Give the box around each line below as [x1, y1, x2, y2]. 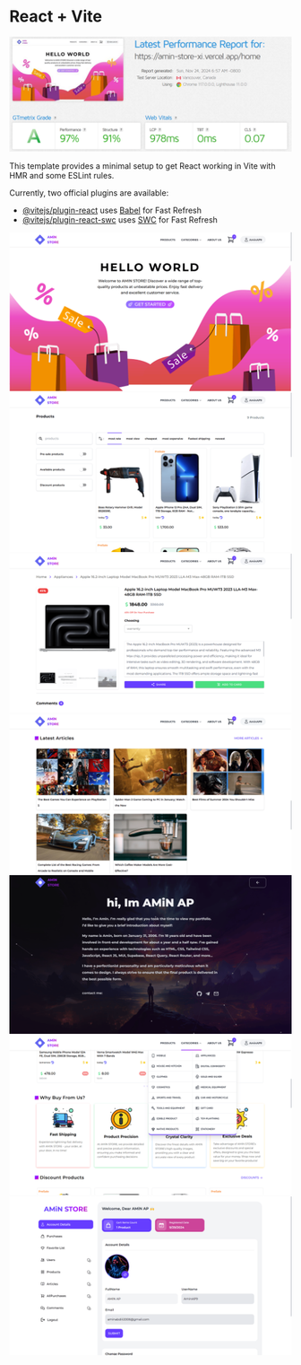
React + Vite [9, 6, 103, 27]
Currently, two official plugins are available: [9, 187, 169, 198]
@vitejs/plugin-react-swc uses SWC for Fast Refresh [21, 214, 218, 225]
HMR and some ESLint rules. [9, 170, 115, 180]
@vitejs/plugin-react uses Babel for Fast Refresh [21, 205, 202, 215]
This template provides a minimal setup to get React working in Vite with [9, 160, 276, 171]
